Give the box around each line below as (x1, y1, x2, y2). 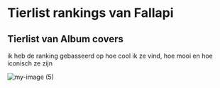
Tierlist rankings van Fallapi (7, 5, 174, 21)
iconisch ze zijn (7, 59, 53, 68)
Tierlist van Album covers (7, 33, 124, 45)
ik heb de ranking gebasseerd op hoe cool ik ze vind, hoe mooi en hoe (7, 51, 213, 60)
